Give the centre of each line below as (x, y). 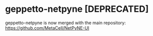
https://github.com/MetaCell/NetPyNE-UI (47, 28)
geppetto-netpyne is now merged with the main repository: (66, 23)
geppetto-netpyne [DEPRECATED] (77, 9)
